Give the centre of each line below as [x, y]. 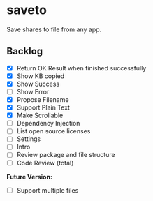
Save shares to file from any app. [54, 29]
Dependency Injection [48, 124]
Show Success [38, 84]
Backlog [25, 51]
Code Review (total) [45, 163]
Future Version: [30, 177]
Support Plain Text [43, 107]
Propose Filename [43, 99]
